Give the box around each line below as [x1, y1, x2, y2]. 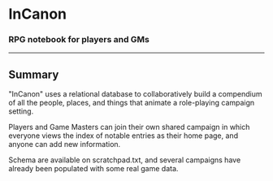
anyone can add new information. [8, 140, 121, 149]
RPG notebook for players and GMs [8, 34, 150, 45]
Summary [8, 67, 59, 81]
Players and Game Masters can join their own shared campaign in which [8, 123, 250, 132]
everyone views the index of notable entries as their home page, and [8, 131, 238, 140]
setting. [8, 106, 34, 116]
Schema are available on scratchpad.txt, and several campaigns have [8, 155, 241, 165]
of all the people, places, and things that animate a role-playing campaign [8, 98, 255, 108]
